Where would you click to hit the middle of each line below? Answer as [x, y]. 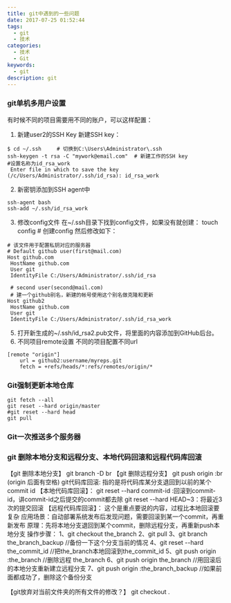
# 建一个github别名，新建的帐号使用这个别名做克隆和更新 [82, 295]
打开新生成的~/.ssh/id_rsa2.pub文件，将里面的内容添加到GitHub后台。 [117, 333]
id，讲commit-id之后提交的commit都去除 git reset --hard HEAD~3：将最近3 [115, 499]
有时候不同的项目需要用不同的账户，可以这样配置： [80, 120]
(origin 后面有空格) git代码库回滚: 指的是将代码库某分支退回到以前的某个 [109, 482]
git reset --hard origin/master [54, 406]
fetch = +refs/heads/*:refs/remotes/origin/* [86, 367]
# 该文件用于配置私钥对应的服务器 [49, 245]
